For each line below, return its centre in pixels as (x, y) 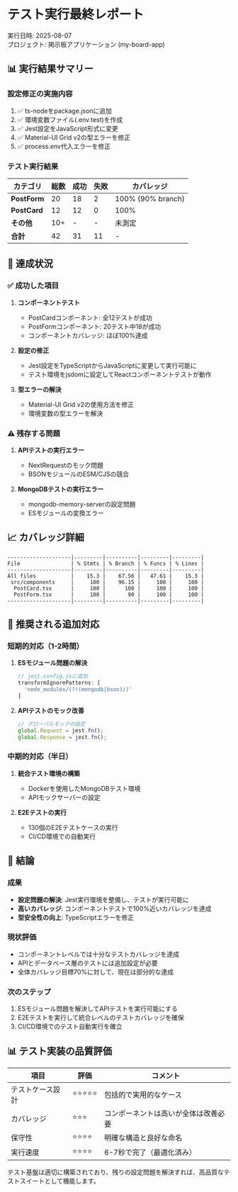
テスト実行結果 (33, 166)
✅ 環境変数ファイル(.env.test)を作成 (70, 119)
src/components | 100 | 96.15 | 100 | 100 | (107, 582)
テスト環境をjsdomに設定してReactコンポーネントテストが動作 (120, 374)
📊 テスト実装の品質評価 (60, 1051)
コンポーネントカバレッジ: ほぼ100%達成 (88, 335)
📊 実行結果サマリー (51, 69)
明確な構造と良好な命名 (143, 1138)
